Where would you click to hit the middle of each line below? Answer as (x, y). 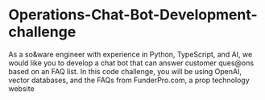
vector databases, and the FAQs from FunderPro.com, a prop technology (129, 80)
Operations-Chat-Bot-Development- (133, 15)
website (21, 88)
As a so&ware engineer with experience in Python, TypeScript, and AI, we (130, 54)
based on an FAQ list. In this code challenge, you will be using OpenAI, (125, 71)
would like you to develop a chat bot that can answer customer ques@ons (131, 63)
